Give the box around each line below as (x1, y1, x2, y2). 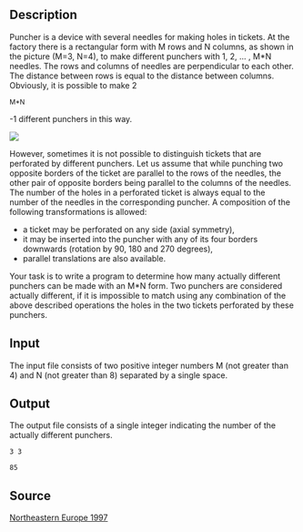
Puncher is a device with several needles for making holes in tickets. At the (9, 31, 290, 42)
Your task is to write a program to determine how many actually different (9, 271, 281, 281)
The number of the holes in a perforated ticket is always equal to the (9, 187, 266, 198)
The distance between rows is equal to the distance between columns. (9, 70, 275, 81)
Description (9, 7, 77, 23)
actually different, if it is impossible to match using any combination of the (9, 290, 287, 301)
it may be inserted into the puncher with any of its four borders (22, 233, 258, 244)
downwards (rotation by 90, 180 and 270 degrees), (22, 243, 214, 254)
